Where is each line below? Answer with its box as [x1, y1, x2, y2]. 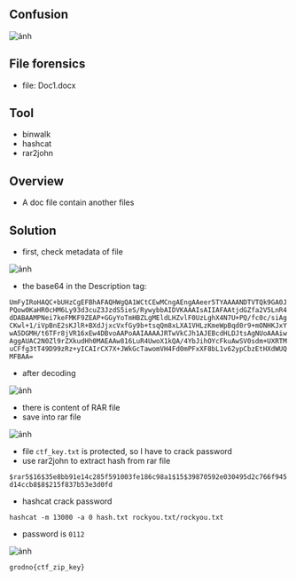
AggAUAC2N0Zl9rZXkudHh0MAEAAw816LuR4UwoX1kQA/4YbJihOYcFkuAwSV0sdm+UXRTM [9, 337, 288, 346]
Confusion [9, 7, 69, 22]
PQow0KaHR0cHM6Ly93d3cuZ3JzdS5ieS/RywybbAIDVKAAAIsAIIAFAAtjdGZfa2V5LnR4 [9, 306, 288, 315]
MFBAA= [9, 352, 34, 362]
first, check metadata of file [21, 247, 124, 257]
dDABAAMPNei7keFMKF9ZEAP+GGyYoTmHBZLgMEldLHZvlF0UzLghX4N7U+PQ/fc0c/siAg [9, 314, 288, 323]
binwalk [21, 129, 51, 140]
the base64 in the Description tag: [21, 281, 147, 292]
